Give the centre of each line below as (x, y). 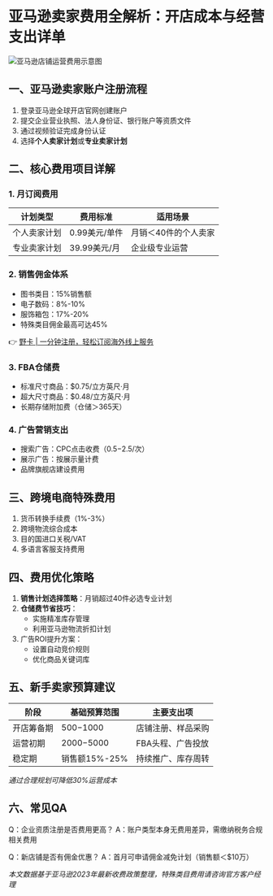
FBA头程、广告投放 (173, 743)
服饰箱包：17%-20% (54, 314)
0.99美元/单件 (96, 233)
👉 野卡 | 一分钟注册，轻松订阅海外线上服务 (81, 341)
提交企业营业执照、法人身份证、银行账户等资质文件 (106, 120)
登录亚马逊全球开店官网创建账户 (74, 110)
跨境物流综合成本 (49, 528)
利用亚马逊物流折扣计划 (71, 629)
